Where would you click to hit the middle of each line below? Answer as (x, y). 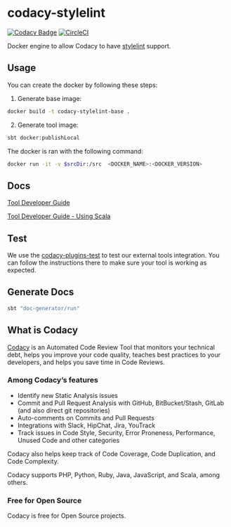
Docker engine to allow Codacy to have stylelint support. (89, 46)
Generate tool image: (48, 125)
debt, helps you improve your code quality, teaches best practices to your (114, 354)
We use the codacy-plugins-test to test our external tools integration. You (113, 255)
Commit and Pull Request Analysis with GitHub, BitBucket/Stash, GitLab (121, 403)
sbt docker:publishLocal (44, 138)
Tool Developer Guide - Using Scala (59, 216)
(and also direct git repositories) (64, 410)
